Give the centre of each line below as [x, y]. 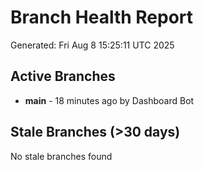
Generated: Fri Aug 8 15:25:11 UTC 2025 [92, 45]
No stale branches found [61, 156]
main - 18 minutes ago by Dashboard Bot [109, 100]
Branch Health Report [102, 17]
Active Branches [63, 76]
